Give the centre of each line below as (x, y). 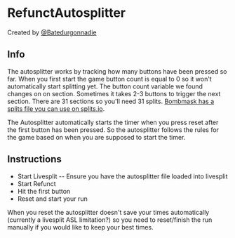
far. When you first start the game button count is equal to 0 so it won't (109, 79)
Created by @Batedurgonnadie (52, 32)
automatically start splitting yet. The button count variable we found (105, 86)
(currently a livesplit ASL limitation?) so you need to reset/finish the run (110, 220)
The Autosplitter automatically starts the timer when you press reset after (113, 122)
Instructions (34, 159)
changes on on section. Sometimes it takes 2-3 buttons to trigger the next (114, 93)
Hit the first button (44, 191)
